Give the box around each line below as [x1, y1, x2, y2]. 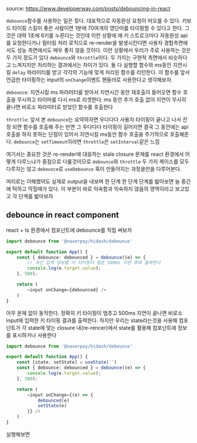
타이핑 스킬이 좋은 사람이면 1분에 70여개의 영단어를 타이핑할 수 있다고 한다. [12, 25, 183, 31]
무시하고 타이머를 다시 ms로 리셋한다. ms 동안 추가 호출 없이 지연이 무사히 [16, 96, 186, 103]
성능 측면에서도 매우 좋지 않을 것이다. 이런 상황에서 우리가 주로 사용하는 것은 [16, 47, 191, 54]
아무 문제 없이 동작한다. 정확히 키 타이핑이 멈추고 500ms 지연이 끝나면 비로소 [6, 309, 183, 316]
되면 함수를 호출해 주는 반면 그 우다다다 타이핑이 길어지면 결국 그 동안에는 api [12, 123, 189, 130]
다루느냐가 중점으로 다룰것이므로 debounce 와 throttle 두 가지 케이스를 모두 [16, 158, 189, 165]
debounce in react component [6, 210, 119, 220]
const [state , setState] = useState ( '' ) [16, 359, 117, 365]
